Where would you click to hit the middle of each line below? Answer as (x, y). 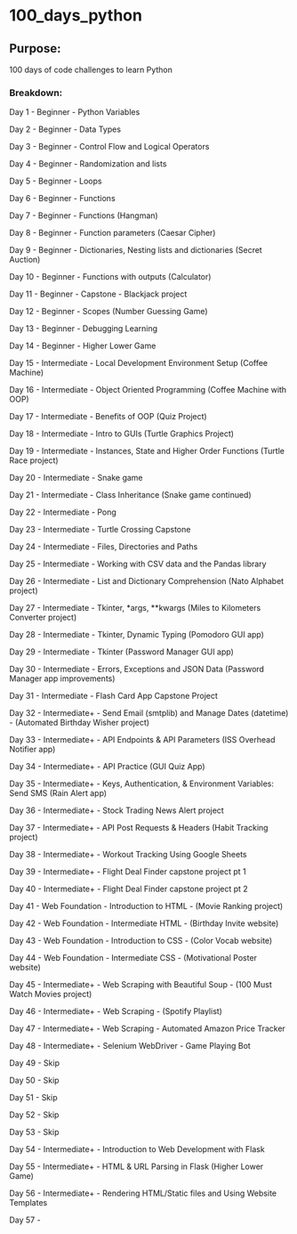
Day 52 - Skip (34, 1115)
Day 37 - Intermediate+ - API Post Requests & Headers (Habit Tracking (139, 828)
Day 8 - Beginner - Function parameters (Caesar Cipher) (112, 233)
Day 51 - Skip (33, 1098)
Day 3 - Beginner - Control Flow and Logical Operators (109, 147)
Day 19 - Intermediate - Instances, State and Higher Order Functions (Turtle (147, 451)
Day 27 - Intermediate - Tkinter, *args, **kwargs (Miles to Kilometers (135, 608)
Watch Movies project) (51, 995)
